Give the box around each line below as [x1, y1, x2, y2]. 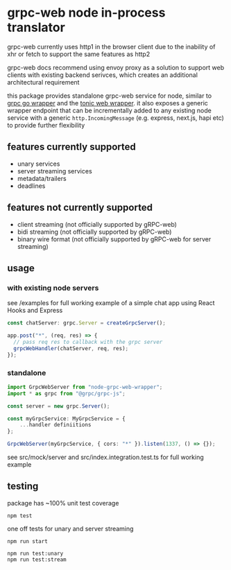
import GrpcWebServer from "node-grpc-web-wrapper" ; [7, 383, 163, 390]
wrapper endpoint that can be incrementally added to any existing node [7, 106, 212, 114]
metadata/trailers [17, 174, 67, 182]
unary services [17, 159, 60, 168]
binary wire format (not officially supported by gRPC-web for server [17, 234, 212, 243]
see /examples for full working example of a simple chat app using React [7, 299, 215, 307]
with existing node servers [7, 283, 99, 293]
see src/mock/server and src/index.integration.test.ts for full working [7, 453, 204, 462]
